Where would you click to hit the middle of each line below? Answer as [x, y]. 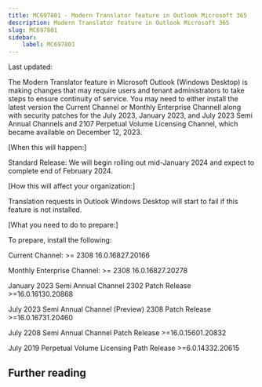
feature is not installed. [45, 210]
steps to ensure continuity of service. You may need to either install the [123, 99]
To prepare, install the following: [60, 240]
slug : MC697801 [33, 30]
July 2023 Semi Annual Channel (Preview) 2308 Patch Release [110, 309]
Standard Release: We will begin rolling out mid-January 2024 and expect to [131, 162]
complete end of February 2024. [61, 171]
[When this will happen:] [47, 148]
